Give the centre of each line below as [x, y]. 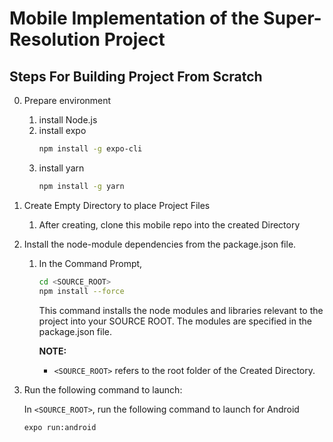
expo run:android [60, 427]
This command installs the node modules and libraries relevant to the [181, 310]
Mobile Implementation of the [134, 18]
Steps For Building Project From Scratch [136, 76]
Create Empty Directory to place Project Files [117, 205]
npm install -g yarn [81, 186]
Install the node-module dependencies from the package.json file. [160, 244]
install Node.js [68, 120]
